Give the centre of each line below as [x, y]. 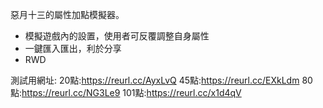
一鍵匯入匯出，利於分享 [73, 48]
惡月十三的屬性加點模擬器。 [67, 14]
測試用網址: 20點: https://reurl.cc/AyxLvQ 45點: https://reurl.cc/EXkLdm [155, 80]
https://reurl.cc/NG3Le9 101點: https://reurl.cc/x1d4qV [131, 92]
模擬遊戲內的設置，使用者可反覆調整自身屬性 [117, 36]
